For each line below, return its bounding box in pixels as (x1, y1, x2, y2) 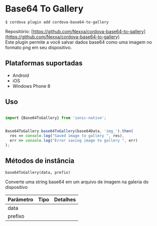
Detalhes (54, 196, 76, 203)
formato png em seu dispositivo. (5, 44, 72, 50)
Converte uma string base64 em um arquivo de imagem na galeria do (5, 179, 149, 185)
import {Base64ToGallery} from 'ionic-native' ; (5, 115, 107, 121)
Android (12, 72, 29, 78)
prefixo (8, 212, 25, 219)
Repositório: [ (5, 28, 33, 34)
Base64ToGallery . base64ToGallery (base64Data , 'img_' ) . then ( (5, 129, 134, 134)
